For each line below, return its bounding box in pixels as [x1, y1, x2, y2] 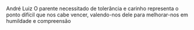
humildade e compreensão [6, 18, 71, 24]
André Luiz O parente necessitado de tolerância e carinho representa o [6, 5, 179, 12]
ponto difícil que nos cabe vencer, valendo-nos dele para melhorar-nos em [6, 11, 189, 18]
